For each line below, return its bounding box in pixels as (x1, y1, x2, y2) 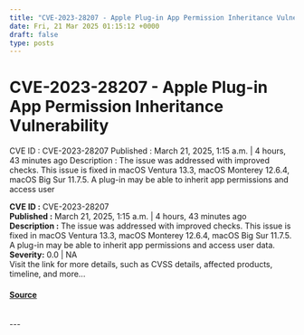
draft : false (9, 30, 59, 39)
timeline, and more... (9, 268, 86, 280)
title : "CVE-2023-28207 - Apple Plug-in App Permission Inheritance (9, 13, 273, 23)
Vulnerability (9, 116, 109, 136)
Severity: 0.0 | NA (9, 249, 78, 260)
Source (9, 289, 38, 300)
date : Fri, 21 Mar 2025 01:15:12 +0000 (9, 22, 160, 31)
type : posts (9, 38, 54, 48)
